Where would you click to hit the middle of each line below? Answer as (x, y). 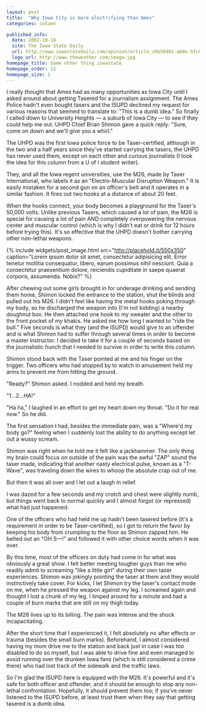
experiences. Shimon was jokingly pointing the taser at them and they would (103, 577)
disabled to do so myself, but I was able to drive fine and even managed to (100, 653)
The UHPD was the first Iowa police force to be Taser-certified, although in (101, 143)
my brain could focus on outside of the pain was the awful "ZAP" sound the (102, 457)
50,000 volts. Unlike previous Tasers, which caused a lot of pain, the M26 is (102, 212)
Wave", (15, 471)
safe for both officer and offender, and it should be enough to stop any (95, 684)
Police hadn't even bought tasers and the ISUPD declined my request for (98, 105)
